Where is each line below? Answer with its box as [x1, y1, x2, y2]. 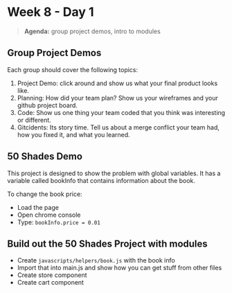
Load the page [17, 203, 59, 211]
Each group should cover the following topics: [7, 65, 139, 73]
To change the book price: [7, 190, 82, 198]
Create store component [17, 271, 88, 279]
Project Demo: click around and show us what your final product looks [17, 79, 218, 87]
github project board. [17, 101, 78, 109]
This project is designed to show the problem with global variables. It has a [7, 169, 221, 177]
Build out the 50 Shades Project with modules [7, 238, 208, 249]
